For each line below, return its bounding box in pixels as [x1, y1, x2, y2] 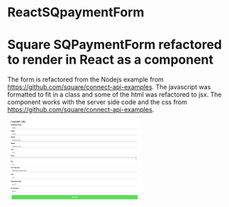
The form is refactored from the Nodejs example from [7, 75, 164, 84]
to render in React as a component [7, 52, 214, 68]
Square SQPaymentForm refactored [7, 37, 222, 53]
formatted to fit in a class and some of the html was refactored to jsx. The [7, 90, 222, 99]
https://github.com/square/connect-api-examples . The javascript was [7, 83, 211, 91]
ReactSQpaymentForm [7, 4, 145, 21]
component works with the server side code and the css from [7, 98, 188, 106]
